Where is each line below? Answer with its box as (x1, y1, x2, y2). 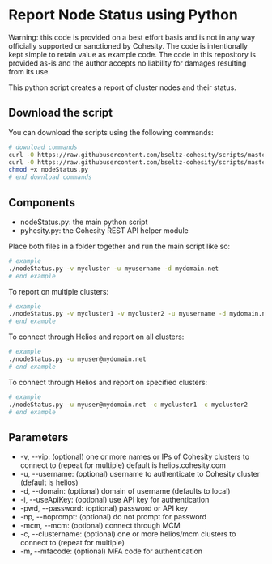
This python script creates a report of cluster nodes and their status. (8, 83, 236, 92)
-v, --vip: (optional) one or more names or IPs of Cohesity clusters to (19, 452, 249, 462)
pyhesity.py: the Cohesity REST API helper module (19, 225, 189, 235)
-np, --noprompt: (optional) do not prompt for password (19, 512, 207, 522)
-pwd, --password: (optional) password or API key (19, 503, 189, 513)
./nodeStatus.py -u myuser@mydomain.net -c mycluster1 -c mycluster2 (8, 401, 249, 409)
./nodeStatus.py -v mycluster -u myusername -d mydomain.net (8, 265, 219, 273)
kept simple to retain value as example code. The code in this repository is (8, 49, 257, 59)
